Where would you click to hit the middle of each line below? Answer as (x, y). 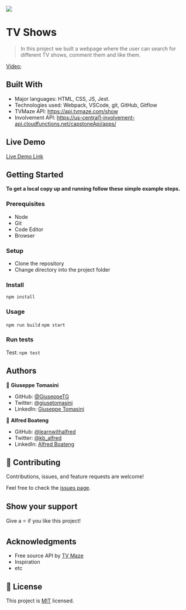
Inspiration (27, 562)
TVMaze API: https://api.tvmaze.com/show (66, 111)
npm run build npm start (36, 325)
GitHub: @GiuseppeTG (42, 396)
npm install (20, 297)
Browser (25, 235)
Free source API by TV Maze (49, 556)
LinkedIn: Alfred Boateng (44, 444)
